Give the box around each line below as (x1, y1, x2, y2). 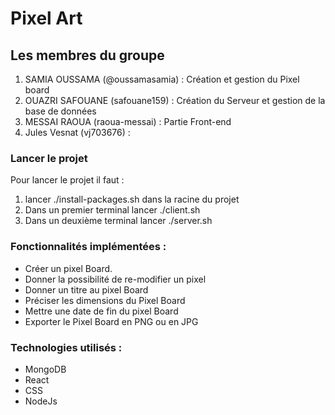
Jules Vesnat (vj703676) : (24, 127, 131, 138)
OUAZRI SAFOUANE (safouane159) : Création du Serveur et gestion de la (24, 95, 326, 106)
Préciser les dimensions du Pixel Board (24, 294, 186, 306)
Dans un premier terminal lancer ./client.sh (24, 204, 201, 216)
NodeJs (24, 395, 58, 407)
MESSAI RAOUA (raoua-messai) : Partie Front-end (24, 116, 232, 127)
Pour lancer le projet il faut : (10, 174, 125, 186)
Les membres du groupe (10, 47, 165, 64)
